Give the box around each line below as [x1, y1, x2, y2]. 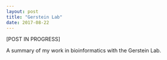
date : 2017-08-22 [6, 19, 50, 25]
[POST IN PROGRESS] [6, 36, 61, 43]
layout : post [6, 8, 39, 15]
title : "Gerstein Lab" [6, 14, 63, 20]
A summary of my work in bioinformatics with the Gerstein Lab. [6, 47, 162, 54]
